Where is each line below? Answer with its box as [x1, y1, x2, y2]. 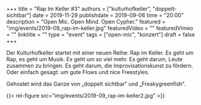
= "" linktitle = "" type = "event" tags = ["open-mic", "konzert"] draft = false [6, 31, 196, 38]
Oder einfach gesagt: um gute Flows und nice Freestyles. [6, 69, 150, 75]
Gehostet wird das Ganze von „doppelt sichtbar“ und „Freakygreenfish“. [6, 80, 186, 87]
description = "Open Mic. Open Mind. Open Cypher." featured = [6, 18, 166, 25]
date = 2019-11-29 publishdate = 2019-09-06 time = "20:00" [32, 12, 184, 19]
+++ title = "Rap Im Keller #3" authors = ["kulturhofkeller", [6, 5, 152, 12]
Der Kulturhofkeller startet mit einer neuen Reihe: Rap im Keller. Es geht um [6, 49, 194, 56]
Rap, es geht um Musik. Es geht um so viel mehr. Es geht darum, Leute [6, 56, 183, 63]
